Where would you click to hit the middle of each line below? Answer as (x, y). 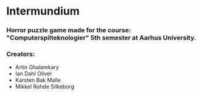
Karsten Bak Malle (38, 80)
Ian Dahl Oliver (33, 74)
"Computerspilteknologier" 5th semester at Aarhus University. (101, 38)
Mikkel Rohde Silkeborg (45, 87)
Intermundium (43, 11)
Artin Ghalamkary (37, 67)
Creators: (21, 54)
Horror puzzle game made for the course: (69, 30)
